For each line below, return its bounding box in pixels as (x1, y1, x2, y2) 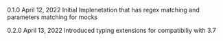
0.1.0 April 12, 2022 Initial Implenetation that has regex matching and (7, 6, 200, 14)
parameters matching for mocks (7, 13, 98, 21)
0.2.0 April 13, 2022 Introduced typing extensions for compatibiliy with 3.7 (7, 27, 216, 34)
